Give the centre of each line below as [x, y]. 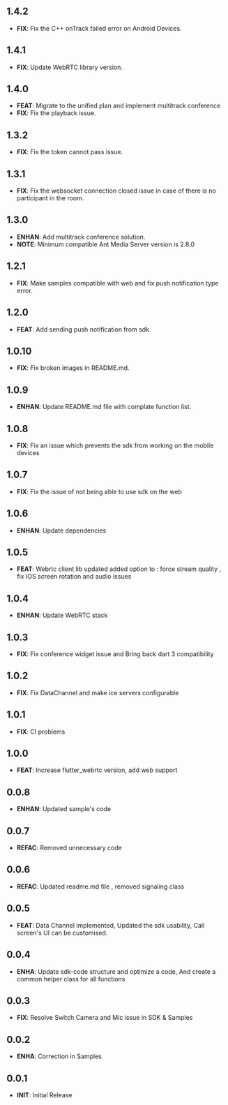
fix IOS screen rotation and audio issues [74, 577]
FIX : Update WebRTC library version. [70, 67]
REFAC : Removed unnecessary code [69, 848]
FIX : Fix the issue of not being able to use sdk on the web [99, 491]
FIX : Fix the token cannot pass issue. [70, 152]
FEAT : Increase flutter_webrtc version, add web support [97, 770]
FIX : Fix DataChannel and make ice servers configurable [98, 692]
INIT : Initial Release [44, 1095]
